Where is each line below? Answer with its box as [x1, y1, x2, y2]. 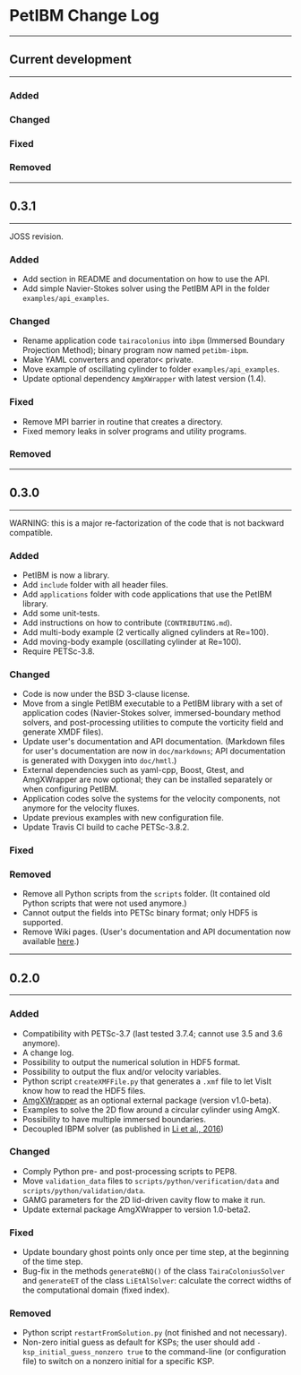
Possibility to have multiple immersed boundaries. [21, 1113, 206, 1124]
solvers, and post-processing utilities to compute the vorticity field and [21, 718, 284, 728]
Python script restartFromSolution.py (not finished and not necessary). [21, 1328, 288, 1338]
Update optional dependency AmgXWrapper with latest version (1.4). [21, 374, 267, 384]
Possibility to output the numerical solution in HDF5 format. [21, 1056, 241, 1067]
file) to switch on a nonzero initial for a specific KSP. [21, 1356, 215, 1367]
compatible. [9, 527, 54, 537]
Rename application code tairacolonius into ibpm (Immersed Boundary [21, 335, 285, 346]
